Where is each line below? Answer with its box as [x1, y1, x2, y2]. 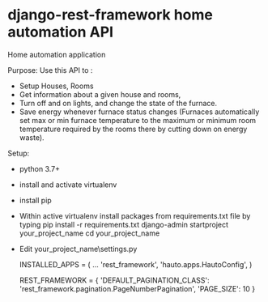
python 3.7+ [19, 164, 60, 173]
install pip [19, 195, 52, 205]
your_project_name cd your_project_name [19, 228, 160, 238]
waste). [19, 132, 45, 142]
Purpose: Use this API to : [7, 65, 93, 74]
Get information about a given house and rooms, [19, 89, 181, 99]
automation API [7, 23, 114, 41]
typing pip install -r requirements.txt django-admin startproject [19, 219, 228, 229]
